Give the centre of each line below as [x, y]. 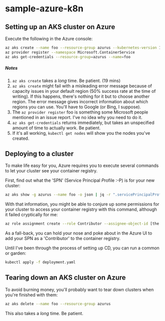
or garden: [16, 253]
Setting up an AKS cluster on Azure [60, 27]
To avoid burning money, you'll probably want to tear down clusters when [79, 289]
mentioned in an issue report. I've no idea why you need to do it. [77, 117]
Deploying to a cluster [39, 154]
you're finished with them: [31, 295]
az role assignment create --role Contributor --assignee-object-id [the [82, 224]
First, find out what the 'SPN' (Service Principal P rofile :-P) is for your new [80, 180]
